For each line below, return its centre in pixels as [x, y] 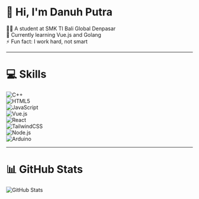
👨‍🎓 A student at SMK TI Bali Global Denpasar [61, 28]
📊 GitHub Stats [45, 170]
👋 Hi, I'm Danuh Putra [59, 12]
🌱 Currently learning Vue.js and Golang [54, 34]
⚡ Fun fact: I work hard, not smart [47, 41]
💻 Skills [26, 74]
